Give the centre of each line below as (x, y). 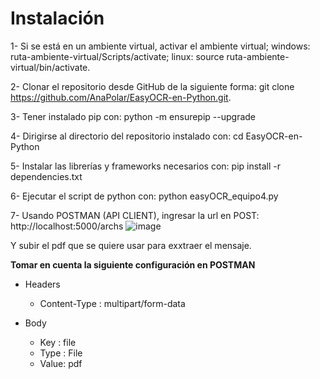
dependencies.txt (46, 176)
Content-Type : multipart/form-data (112, 303)
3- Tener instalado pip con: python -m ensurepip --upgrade (133, 116)
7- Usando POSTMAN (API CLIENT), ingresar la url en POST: (135, 215)
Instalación (57, 18)
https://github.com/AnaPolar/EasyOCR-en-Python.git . (121, 97)
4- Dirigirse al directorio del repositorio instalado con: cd (127, 136)
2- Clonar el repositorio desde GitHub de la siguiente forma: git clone (152, 86)
